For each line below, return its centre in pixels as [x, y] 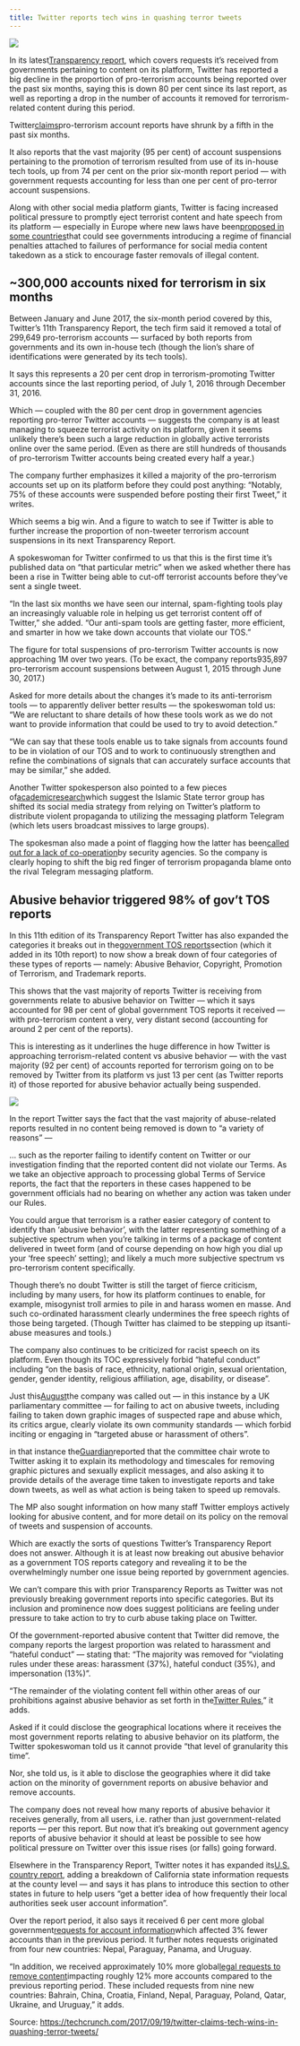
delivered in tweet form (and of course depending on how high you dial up [146, 1249]
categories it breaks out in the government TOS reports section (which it [141, 945]
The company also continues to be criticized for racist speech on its [135, 1350]
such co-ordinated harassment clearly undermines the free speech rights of [150, 1313]
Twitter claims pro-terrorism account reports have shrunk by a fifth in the [141, 125]
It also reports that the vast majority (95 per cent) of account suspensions [146, 152]
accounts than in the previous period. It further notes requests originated [144, 1940]
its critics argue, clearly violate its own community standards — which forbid [150, 1425]
